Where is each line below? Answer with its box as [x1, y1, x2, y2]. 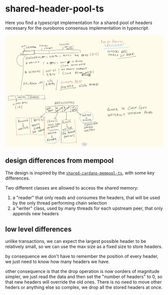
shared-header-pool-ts [5, 3, 104, 15]
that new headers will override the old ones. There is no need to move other [5, 279, 162, 285]
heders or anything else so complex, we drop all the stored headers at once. [5, 284, 163, 290]
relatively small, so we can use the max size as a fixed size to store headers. [5, 244, 163, 250]
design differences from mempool [5, 157, 114, 165]
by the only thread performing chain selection [12, 200, 107, 206]
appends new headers [12, 210, 59, 216]
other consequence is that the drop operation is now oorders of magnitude [5, 268, 159, 274]
